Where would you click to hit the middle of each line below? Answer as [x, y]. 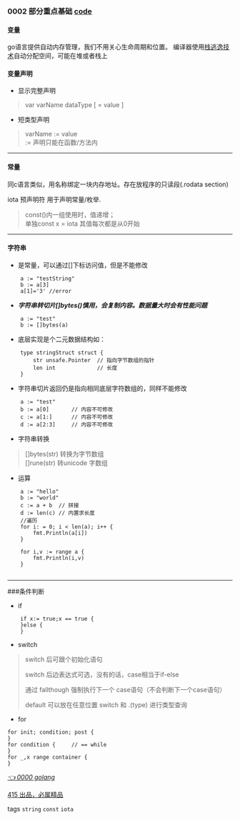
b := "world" [40, 498]
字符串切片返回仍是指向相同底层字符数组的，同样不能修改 [102, 388]
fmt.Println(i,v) [59, 558]
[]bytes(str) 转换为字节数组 [64, 454]
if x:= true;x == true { [57, 619]
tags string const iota [40, 809]
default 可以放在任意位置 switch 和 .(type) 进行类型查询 [106, 704]
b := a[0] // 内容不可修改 [67, 409]
